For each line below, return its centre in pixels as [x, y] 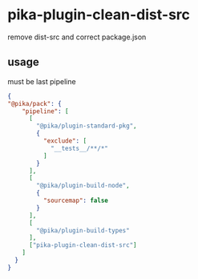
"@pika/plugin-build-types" [83, 230]
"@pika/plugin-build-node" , [83, 186]
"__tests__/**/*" [79, 148]
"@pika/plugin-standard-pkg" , [87, 126]
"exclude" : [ [65, 141]
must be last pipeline [42, 81]
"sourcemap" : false [76, 200]
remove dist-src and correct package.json [77, 37]
